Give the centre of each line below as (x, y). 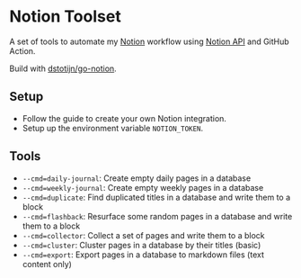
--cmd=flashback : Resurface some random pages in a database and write (157, 216)
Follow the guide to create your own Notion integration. (124, 118)
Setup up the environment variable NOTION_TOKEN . (113, 128)
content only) (47, 264)
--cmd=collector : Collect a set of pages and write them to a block (143, 235)
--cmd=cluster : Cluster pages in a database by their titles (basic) (142, 245)
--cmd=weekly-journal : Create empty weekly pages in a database (143, 187)
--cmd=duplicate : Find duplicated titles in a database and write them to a (156, 197)
